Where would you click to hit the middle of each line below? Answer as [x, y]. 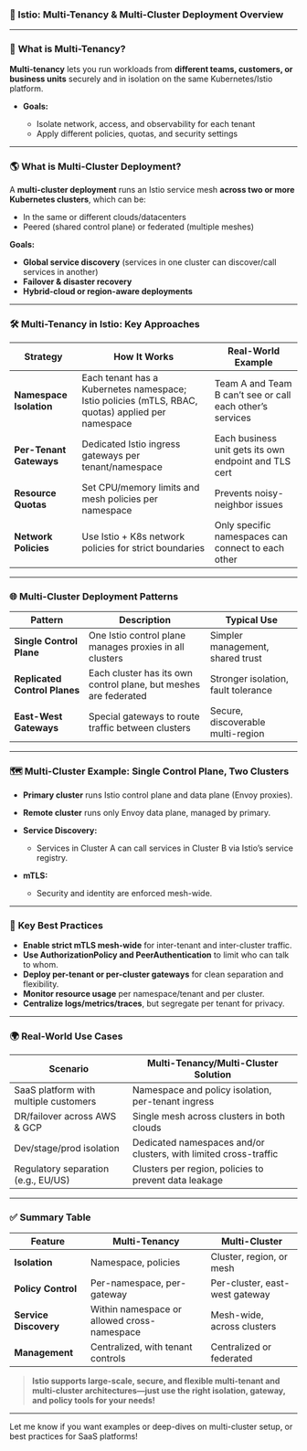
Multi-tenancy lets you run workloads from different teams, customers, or [151, 69]
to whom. [40, 965]
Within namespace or [136, 1308]
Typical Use [252, 620]
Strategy [43, 357]
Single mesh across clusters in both [209, 1117]
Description [145, 620]
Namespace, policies [135, 1262]
